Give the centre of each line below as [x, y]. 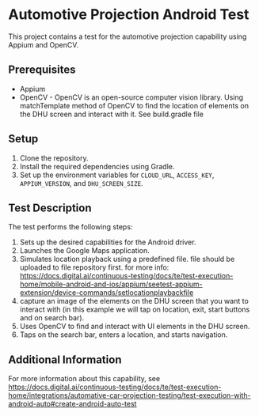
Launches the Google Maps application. [85, 251]
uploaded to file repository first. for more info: [94, 267]
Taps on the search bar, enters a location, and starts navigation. [124, 335]
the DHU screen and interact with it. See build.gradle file [112, 114]
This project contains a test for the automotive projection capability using [128, 36]
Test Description [50, 208]
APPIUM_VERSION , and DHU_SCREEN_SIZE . [82, 183]
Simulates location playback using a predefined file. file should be [127, 259]
